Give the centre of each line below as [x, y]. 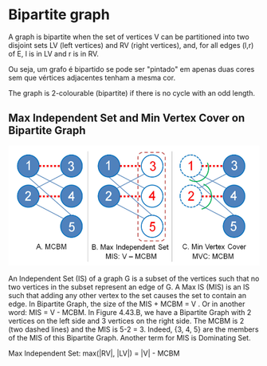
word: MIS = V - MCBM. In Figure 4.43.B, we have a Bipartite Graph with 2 [130, 312]
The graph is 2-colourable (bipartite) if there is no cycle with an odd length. [132, 92]
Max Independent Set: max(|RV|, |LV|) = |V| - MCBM [94, 353]
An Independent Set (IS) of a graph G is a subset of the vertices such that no [134, 278]
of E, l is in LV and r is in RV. [54, 53]
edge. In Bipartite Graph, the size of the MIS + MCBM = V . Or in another [127, 304]
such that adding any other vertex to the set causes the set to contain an [128, 295]
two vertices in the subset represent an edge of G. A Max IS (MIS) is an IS [129, 287]
